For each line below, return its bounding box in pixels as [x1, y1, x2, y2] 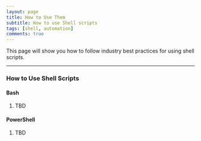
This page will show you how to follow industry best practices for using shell [6, 47, 194, 54]
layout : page [6, 8, 39, 15]
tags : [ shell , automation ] [6, 25, 74, 32]
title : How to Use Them [6, 14, 66, 20]
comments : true [6, 31, 44, 37]
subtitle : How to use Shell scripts [6, 20, 98, 26]
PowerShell [6, 116, 35, 123]
